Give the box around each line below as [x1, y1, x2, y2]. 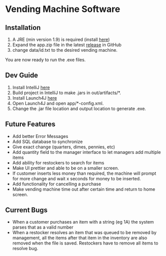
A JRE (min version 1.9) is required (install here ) [12, 36, 110, 42]
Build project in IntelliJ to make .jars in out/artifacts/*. [12, 90, 121, 96]
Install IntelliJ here [12, 84, 50, 90]
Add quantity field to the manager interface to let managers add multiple [12, 149, 161, 155]
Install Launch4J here [12, 95, 57, 101]
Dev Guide [5, 71, 38, 80]
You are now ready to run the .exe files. [5, 57, 86, 63]
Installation [5, 23, 41, 32]
